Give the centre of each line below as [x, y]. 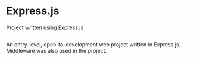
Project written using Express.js [45, 27]
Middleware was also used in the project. [57, 50]
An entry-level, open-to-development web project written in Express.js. [93, 44]
